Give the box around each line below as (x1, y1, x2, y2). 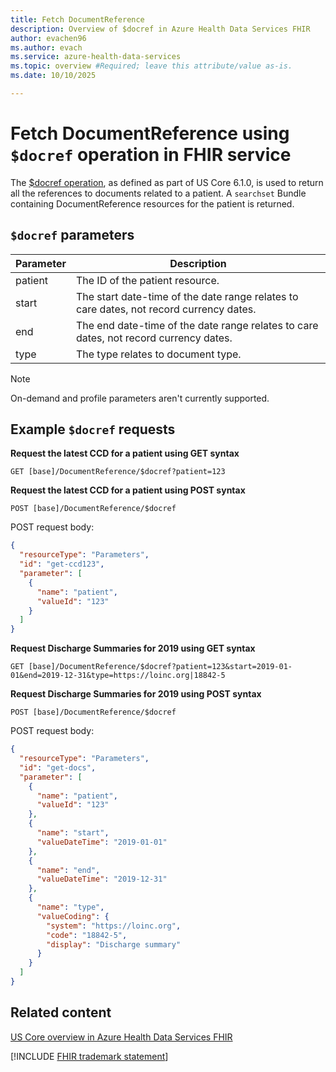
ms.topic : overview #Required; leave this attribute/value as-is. (10, 61, 293, 71)
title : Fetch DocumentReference (10, 14, 145, 25)
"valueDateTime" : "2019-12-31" (36, 874, 168, 885)
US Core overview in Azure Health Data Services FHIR (10, 1031, 233, 1043)
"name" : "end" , (36, 865, 101, 875)
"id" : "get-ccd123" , (19, 559, 105, 570)
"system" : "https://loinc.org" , (46, 921, 182, 931)
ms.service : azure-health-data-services (10, 52, 182, 62)
